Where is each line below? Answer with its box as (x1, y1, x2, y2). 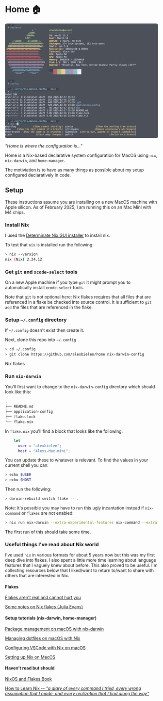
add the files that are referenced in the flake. (5, 304, 93, 310)
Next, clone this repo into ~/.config (5, 337, 76, 342)
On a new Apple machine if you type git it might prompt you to (5, 279, 131, 285)
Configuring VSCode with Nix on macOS (5, 645, 86, 651)
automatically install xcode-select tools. (5, 285, 84, 291)
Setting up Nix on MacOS (5, 654, 56, 660)
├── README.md (5, 404, 34, 409)
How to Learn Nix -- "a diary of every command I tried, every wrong (5, 685, 142, 691)
